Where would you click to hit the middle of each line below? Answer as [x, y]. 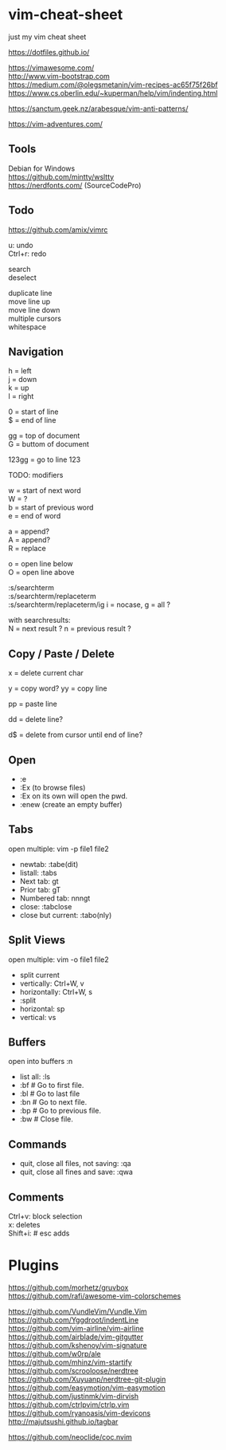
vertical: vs [38, 1017]
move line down [34, 309]
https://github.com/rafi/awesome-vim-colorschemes [95, 1296]
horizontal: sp [42, 1009]
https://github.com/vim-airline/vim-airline [76, 1328]
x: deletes [24, 1225]
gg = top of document [44, 435]
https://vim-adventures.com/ [56, 124]
